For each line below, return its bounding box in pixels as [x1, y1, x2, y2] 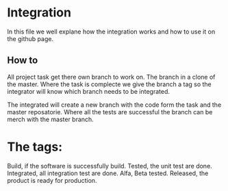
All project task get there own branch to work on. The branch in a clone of [7, 73, 216, 81]
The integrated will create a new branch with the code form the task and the [7, 101, 222, 109]
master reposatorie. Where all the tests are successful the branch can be [7, 107, 213, 116]
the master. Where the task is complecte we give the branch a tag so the [7, 80, 212, 88]
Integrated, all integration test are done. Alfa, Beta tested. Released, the [7, 169, 209, 177]
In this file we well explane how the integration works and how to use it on [7, 27, 216, 36]
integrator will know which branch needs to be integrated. [7, 87, 170, 95]
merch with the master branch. [7, 115, 94, 123]
